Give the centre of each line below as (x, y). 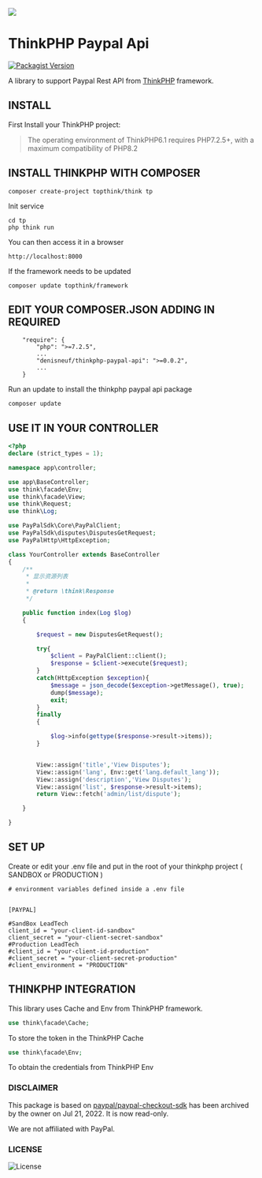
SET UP (27, 848)
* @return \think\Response (70, 591)
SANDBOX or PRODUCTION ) (56, 874)
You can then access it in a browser (66, 242)
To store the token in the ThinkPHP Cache (76, 1037)
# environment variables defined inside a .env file (96, 889)
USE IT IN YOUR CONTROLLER (83, 428)
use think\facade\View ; (47, 497)
